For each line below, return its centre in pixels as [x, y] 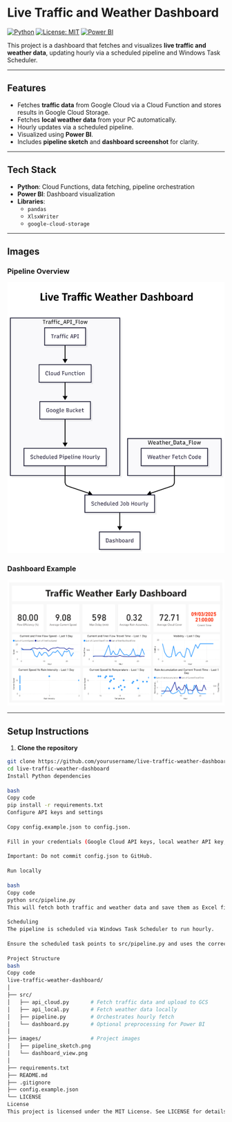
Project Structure [33, 958]
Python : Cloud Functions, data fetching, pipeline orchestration [106, 186]
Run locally [24, 871]
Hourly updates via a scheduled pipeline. [75, 127]
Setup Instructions [48, 731]
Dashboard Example [42, 569]
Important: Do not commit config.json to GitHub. [80, 856]
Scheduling [23, 922]
